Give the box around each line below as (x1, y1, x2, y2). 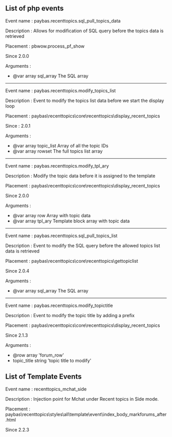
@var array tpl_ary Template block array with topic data (12, 218, 130, 224)
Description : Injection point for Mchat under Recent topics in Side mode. (5, 396, 159, 402)
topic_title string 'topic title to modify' (12, 357, 92, 363)
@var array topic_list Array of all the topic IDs (12, 142, 109, 149)
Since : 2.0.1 (5, 122, 31, 129)
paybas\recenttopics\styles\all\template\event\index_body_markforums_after (5, 411, 167, 417)
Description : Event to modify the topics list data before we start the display (5, 97, 164, 103)
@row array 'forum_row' (12, 352, 64, 358)
